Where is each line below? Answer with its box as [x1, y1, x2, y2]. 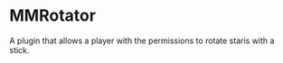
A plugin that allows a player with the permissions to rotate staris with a [9, 35, 275, 46]
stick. [9, 44, 30, 55]
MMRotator [9, 5, 97, 26]
